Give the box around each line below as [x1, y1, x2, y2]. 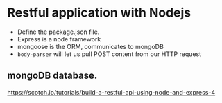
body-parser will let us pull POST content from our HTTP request [17, 50, 202, 58]
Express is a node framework [17, 35, 101, 43]
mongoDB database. [7, 70, 98, 82]
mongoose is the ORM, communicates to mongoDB [17, 42, 164, 50]
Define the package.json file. [17, 28, 100, 36]
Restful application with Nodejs [7, 5, 191, 21]
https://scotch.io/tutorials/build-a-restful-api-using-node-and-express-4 [7, 88, 216, 96]
